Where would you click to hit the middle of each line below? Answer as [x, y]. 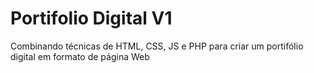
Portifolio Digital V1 [91, 18]
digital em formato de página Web [80, 56]
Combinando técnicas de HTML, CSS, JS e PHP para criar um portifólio [157, 46]
